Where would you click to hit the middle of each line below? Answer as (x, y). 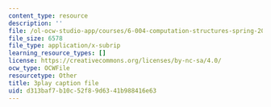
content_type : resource (48, 16)
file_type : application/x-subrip (65, 46)
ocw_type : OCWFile (39, 68)
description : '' (35, 23)
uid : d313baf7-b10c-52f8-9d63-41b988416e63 (83, 91)
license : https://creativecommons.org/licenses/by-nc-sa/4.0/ (115, 61)
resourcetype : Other (43, 76)
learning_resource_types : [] (57, 53)
